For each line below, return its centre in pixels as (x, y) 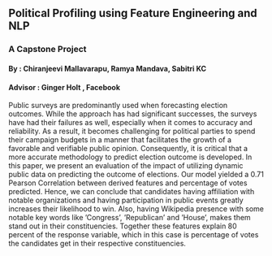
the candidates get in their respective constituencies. (97, 244)
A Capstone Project (47, 50)
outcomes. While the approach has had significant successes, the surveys (133, 114)
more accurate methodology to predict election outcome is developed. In (130, 157)
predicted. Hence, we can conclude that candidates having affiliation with (132, 192)
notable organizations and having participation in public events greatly (126, 200)
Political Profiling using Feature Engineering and (133, 13)
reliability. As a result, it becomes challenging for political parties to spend (132, 131)
